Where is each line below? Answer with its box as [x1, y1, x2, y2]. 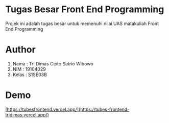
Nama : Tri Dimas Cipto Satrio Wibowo [12, 60, 93, 67]
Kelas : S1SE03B [12, 71, 47, 78]
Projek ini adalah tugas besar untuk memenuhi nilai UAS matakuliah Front [5, 20, 159, 27]
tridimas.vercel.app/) [5, 111, 50, 118]
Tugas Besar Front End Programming [5, 4, 164, 15]
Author [5, 44, 36, 56]
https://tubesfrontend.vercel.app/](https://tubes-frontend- [7, 106, 130, 112]
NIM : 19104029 [12, 66, 46, 72]
